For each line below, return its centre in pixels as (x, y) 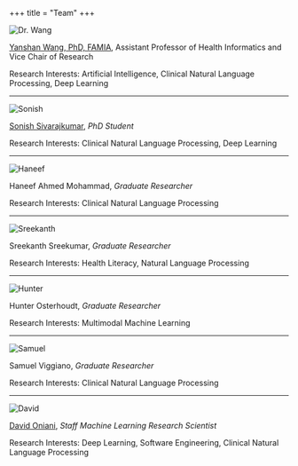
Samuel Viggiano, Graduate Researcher (82, 366)
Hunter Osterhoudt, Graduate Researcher (85, 306)
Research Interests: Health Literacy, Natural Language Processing (129, 263)
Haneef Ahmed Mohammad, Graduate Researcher (101, 186)
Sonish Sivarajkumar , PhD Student (72, 126)
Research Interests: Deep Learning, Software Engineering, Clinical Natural (144, 442)
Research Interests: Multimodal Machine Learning (100, 323)
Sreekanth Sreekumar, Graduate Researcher (90, 246)
